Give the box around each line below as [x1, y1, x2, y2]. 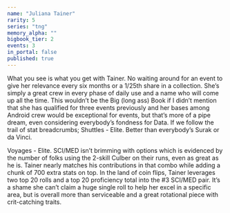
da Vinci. [7, 133, 32, 141]
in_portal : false [7, 49, 57, 56]
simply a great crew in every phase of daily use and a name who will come [7, 89, 219, 97]
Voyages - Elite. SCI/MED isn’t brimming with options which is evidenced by [7, 146, 223, 154]
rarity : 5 [7, 17, 36, 24]
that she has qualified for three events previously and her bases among [7, 103, 210, 111]
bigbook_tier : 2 [7, 36, 54, 43]
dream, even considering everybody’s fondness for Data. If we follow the [7, 118, 214, 127]
